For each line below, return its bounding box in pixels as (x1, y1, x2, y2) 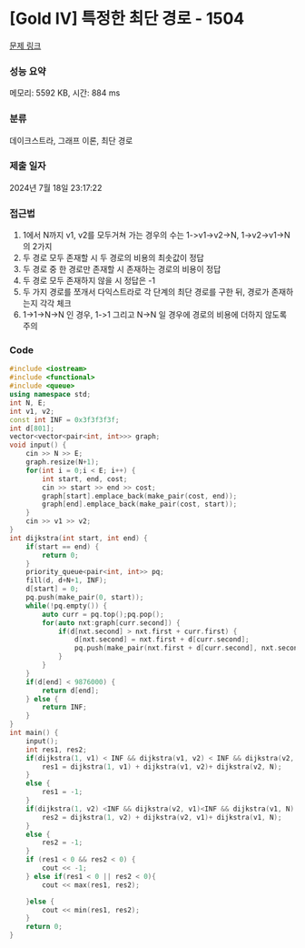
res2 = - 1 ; (42, 838, 84, 847)
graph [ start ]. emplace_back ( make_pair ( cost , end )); (42, 491, 238, 500)
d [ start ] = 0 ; (25, 584, 79, 594)
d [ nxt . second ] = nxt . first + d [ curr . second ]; (74, 635, 250, 644)
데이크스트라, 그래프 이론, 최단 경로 (9, 135, 133, 146)
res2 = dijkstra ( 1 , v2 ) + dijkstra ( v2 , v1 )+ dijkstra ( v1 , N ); (42, 812, 282, 822)
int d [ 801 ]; (9, 424, 54, 433)
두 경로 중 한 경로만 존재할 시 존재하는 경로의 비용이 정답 (22, 264, 221, 275)
